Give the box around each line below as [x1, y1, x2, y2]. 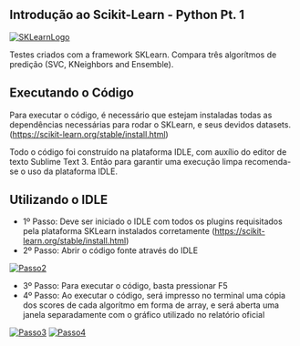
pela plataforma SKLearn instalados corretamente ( [22, 226, 215, 237]
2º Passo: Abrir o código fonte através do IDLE [22, 245, 199, 256]
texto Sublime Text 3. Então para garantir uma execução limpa [9, 156, 243, 167]
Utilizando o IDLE [9, 192, 109, 208]
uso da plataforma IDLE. [26, 166, 119, 177]
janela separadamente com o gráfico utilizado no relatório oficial [22, 310, 265, 321]
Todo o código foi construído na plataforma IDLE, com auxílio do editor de [9, 146, 287, 158]
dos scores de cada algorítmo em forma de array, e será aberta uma [22, 300, 280, 310]
